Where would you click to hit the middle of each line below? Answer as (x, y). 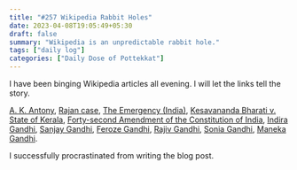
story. (20, 93)
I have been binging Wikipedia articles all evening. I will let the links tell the (145, 84)
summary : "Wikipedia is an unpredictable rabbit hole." (114, 42)
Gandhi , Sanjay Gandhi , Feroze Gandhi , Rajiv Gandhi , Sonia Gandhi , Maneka (148, 129)
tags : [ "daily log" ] (47, 50)
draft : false (33, 34)
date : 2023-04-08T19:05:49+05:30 (71, 26)
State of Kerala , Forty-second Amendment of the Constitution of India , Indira (148, 120)
